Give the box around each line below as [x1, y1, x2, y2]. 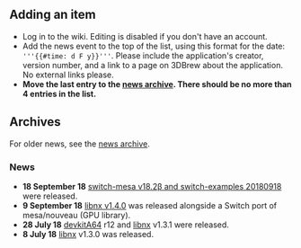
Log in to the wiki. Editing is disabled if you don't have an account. [22, 31, 268, 41]
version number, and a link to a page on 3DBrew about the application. [22, 59, 283, 70]
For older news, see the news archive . [9, 138, 150, 149]
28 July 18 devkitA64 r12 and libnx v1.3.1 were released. [22, 219, 229, 230]
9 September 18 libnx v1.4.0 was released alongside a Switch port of [22, 199, 277, 210]
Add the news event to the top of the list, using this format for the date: [22, 40, 286, 51]
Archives [9, 114, 61, 129]
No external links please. [22, 69, 114, 80]
